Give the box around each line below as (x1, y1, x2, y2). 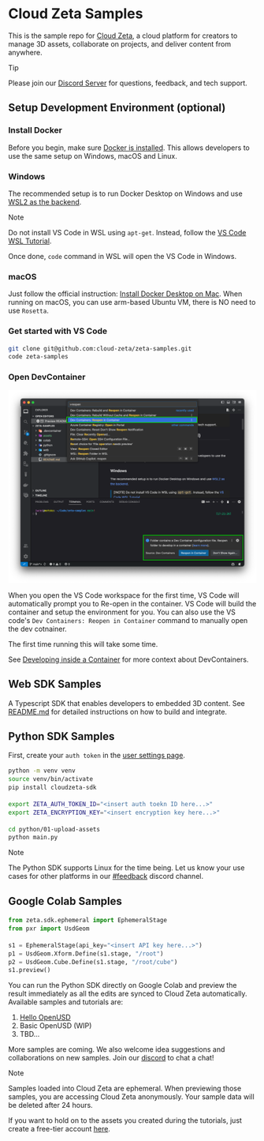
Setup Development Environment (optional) (8, 101, 226, 114)
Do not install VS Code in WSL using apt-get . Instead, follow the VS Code (8, 227, 247, 237)
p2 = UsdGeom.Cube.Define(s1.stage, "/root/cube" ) (8, 958, 178, 966)
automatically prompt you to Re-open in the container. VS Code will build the (8, 599, 257, 608)
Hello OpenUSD (19, 1012, 71, 1023)
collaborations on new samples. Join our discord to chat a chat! (8, 1053, 214, 1063)
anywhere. (8, 47, 43, 57)
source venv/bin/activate (8, 775, 93, 783)
